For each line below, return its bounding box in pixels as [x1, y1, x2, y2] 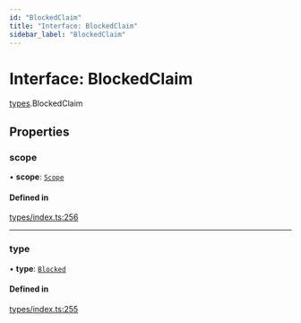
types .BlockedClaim [9, 98, 83, 109]
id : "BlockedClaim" [9, 13, 82, 22]
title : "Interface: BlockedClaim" [9, 22, 139, 31]
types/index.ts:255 [9, 303, 79, 314]
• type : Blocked [9, 263, 66, 274]
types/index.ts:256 [9, 212, 79, 223]
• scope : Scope [9, 171, 64, 182]
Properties [9, 124, 70, 139]
